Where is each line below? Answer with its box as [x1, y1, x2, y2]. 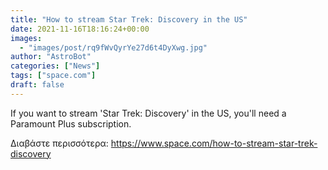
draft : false [10, 80, 65, 90]
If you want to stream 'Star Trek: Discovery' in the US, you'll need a [10, 107, 287, 119]
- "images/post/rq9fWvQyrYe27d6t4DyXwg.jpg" [19, 42, 208, 53]
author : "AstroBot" [10, 52, 92, 62]
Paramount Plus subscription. [10, 117, 132, 130]
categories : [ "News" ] [10, 61, 101, 71]
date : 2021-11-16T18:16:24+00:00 [10, 24, 150, 34]
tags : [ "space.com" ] [10, 71, 97, 81]
